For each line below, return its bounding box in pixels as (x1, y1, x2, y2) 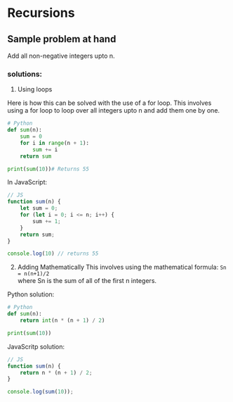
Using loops (17, 85, 53, 94)
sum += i (32, 146, 58, 153)
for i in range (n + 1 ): (20, 139, 90, 146)
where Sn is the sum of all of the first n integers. (17, 277, 157, 285)
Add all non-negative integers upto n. (7, 51, 115, 60)
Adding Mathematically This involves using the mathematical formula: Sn (17, 263, 227, 272)
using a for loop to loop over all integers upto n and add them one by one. (7, 106, 220, 115)
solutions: (7, 69, 43, 79)
